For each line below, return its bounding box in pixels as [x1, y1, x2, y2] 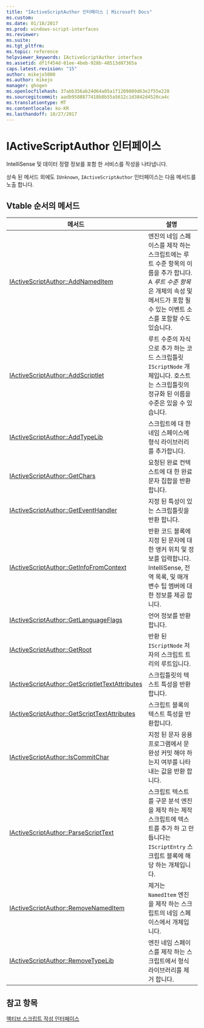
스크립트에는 [148, 251, 182, 259]
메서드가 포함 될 [148, 296, 191, 305]
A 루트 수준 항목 [148, 278, 191, 287]
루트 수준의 [148, 335, 178, 343]
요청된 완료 [148, 459, 178, 467]
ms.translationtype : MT [6, 99, 67, 105]
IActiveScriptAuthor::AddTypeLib [9, 433, 103, 441]
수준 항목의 [155, 260, 185, 268]
